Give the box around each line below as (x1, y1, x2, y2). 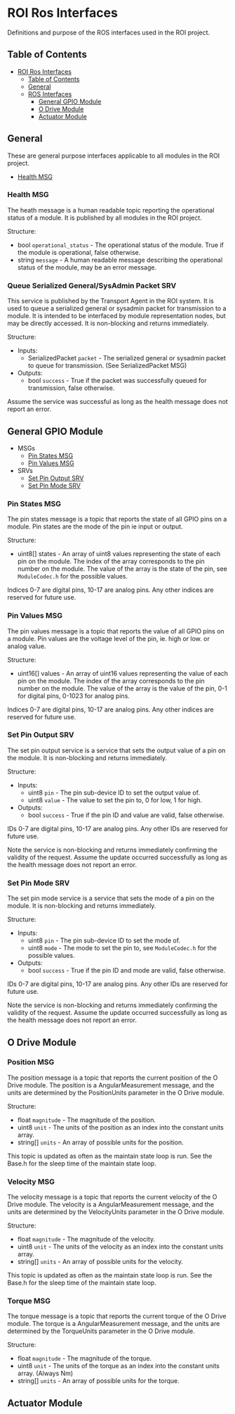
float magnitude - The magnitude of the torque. (17, 1354, 152, 1363)
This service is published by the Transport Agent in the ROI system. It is (7, 297, 214, 305)
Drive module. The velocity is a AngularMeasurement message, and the (7, 1200, 215, 1208)
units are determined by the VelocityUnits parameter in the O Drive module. (7, 1208, 224, 1216)
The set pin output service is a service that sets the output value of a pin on (7, 746, 226, 755)
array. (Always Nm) (17, 1369, 74, 1377)
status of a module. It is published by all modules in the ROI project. (7, 213, 202, 222)
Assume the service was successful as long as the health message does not (7, 398, 228, 406)
